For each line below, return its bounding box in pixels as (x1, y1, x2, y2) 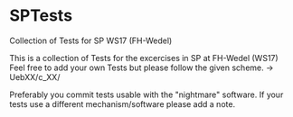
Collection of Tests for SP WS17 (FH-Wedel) (9, 35, 173, 46)
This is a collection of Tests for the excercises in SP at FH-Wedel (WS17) (9, 52, 279, 63)
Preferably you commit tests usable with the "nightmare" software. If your (9, 89, 284, 100)
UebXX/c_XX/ (9, 71, 61, 82)
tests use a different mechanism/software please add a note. (9, 98, 236, 109)
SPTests (9, 5, 73, 26)
